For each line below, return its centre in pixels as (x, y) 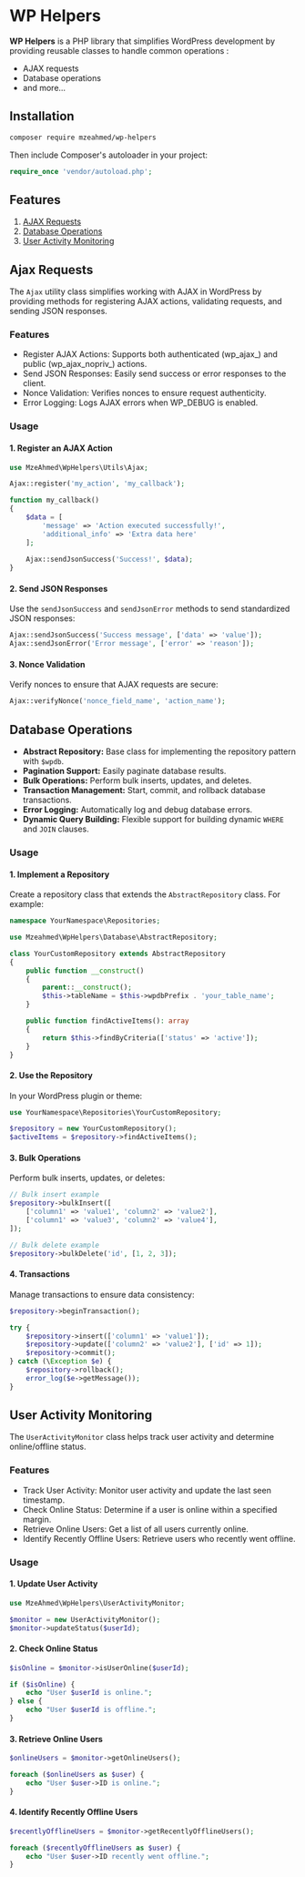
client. (34, 383)
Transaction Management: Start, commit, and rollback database (144, 791)
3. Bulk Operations (46, 1158)
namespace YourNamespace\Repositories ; (85, 921)
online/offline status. (48, 1447)
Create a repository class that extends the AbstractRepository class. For (145, 894)
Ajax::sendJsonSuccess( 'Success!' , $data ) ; (110, 560)
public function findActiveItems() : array (107, 1021)
